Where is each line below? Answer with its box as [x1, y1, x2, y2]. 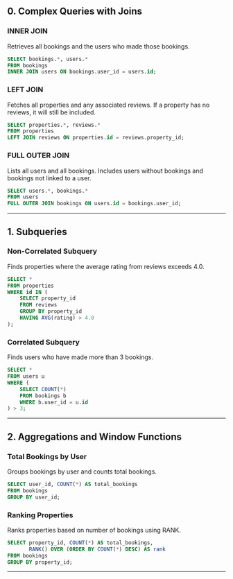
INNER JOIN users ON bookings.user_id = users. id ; [7, 69, 157, 76]
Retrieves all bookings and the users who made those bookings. [7, 42, 190, 51]
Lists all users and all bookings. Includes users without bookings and [7, 166, 203, 175]
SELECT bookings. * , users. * [7, 55, 89, 62]
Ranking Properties [7, 510, 74, 519]
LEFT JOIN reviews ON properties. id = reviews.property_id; [7, 135, 185, 141]
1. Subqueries [7, 225, 67, 238]
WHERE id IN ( [7, 288, 49, 295]
